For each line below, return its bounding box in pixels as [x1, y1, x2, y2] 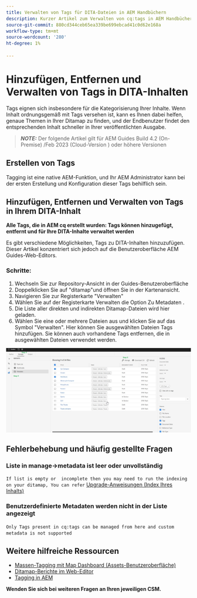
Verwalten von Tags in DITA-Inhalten [6, 85, 189, 99]
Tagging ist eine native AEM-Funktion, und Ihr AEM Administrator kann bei [6, 173, 185, 181]
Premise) [20, 141, 43, 148]
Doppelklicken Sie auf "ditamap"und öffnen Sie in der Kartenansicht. [14, 286, 181, 293]
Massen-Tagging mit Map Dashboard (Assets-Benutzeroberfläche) [14, 562, 176, 569]
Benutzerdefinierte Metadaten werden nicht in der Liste [6, 502, 168, 510]
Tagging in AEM [14, 574, 53, 582]
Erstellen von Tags [6, 158, 75, 168]
